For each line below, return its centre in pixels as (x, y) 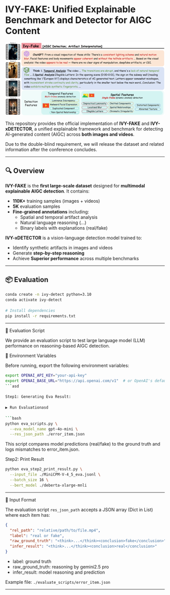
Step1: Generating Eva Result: (38, 397)
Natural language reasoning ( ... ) (53, 223)
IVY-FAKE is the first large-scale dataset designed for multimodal (75, 185)
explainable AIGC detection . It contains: (48, 191)
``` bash (13, 418)
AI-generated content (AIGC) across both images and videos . (70, 134)
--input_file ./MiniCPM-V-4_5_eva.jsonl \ (55, 475)
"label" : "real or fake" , (37, 536)
